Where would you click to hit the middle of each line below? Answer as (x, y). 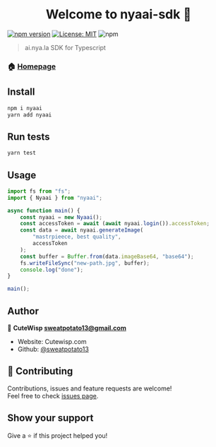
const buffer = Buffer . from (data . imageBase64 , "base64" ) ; (107, 256)
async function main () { (44, 210)
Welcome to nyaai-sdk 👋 (119, 14)
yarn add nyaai (30, 115)
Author (23, 311)
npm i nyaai (25, 108)
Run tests (29, 137)
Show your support (50, 418)
